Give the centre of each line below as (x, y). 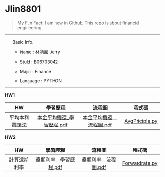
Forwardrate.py (140, 163)
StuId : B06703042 (39, 62)
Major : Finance (35, 71)
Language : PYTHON (41, 81)
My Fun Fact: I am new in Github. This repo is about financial (78, 23)
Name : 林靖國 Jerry (40, 52)
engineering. (30, 27)
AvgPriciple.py (141, 121)
